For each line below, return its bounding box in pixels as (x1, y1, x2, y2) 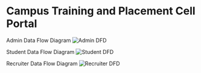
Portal (6, 17, 37, 31)
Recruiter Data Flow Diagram (6, 60, 78, 67)
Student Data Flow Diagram (6, 48, 75, 55)
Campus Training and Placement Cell (6, 4, 196, 18)
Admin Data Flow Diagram (6, 36, 71, 44)
